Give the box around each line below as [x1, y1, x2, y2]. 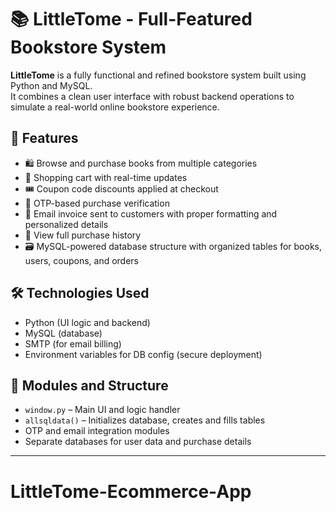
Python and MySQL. [10, 79, 93, 91]
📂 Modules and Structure [10, 377, 169, 394]
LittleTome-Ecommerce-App [10, 480, 252, 503]
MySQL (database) [24, 327, 103, 339]
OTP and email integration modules [24, 425, 170, 437]
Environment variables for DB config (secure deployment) [24, 348, 263, 360]
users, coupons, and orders [24, 254, 139, 266]
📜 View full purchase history [24, 229, 142, 241]
